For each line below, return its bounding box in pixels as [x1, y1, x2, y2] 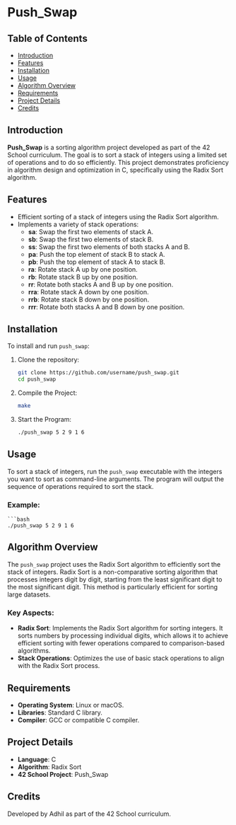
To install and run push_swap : [7, 342, 90, 350]
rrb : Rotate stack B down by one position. [28, 295, 150, 304]
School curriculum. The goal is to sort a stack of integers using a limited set [7, 150, 228, 159]
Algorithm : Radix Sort [17, 762, 82, 771]
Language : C [17, 755, 57, 763]
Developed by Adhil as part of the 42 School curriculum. [7, 809, 172, 818]
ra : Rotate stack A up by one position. [28, 265, 138, 273]
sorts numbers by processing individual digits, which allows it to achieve [17, 631, 228, 640]
